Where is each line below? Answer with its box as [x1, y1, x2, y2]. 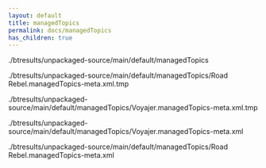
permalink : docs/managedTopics [8, 26, 112, 34]
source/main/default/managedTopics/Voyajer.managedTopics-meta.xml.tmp [8, 103, 258, 113]
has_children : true [8, 33, 73, 42]
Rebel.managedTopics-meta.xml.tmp [8, 79, 129, 89]
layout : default [8, 11, 62, 20]
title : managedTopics [8, 19, 80, 27]
